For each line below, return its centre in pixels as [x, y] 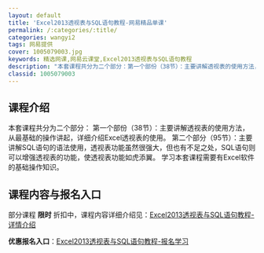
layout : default [35, 15]
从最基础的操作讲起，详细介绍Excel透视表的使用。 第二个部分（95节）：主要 [130, 137]
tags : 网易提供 [31, 45]
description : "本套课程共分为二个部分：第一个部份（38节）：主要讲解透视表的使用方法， [134, 67]
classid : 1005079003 [42, 74]
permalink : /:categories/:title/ [63, 30]
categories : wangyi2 [42, 37]
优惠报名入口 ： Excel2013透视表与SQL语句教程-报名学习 [99, 241]
